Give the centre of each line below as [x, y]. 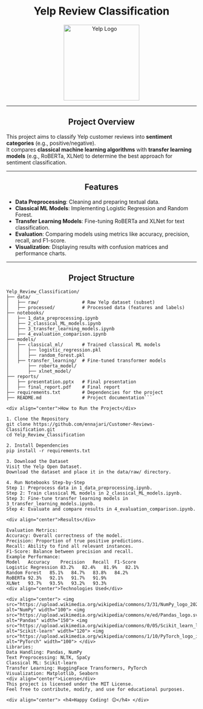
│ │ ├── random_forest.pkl [46, 356]
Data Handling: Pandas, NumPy [44, 653]
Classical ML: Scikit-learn [42, 663]
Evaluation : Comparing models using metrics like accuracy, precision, [102, 234]
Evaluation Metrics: [32, 531]
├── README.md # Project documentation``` [79, 398]
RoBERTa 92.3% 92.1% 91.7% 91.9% [56, 578]
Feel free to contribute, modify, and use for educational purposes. [96, 690]
